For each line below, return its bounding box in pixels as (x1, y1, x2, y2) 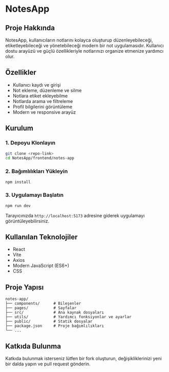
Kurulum (5, 124, 34, 133)
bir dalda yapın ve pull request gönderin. (5, 361, 91, 367)
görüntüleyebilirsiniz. (5, 218, 50, 224)
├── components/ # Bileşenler (5, 301, 81, 306)
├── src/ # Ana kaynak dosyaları (5, 310, 104, 315)
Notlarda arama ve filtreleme (12, 98, 73, 104)
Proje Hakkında (5, 24, 55, 32)
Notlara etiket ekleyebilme (12, 93, 68, 99)
